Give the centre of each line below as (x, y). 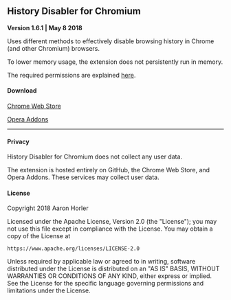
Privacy (18, 141)
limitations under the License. (49, 290)
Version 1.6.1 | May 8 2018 (45, 27)
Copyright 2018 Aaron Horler (48, 208)
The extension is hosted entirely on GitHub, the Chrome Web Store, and (109, 170)
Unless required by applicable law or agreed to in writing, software (101, 262)
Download (22, 91)
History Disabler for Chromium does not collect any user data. (95, 157)
